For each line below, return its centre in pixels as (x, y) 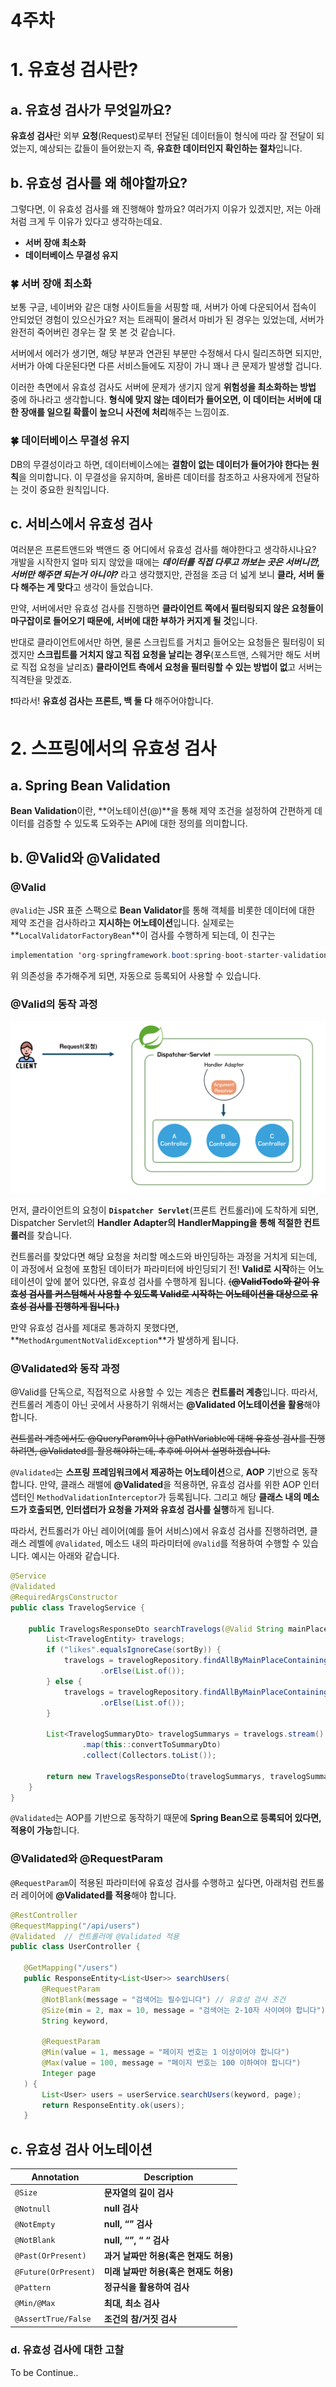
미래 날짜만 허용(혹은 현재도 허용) (168, 2272)
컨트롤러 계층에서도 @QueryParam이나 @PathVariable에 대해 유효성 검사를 (158, 1438)
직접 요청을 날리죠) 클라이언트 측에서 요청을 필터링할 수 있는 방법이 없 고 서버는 (171, 667)
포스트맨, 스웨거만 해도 (257, 655)
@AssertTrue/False (53, 2319)
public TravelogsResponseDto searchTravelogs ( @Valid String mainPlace (178, 1629)
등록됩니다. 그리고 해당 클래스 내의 (235, 1497)
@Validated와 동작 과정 (65, 1368)
